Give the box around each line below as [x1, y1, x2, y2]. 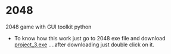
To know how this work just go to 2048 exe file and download [14, 34, 166, 42]
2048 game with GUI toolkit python [5, 23, 92, 30]
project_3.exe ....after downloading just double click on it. [14, 41, 154, 48]
